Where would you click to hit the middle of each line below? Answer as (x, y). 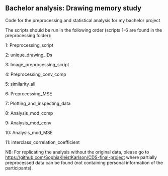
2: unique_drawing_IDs (29, 55)
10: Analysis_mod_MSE (29, 132)
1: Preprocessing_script (29, 45)
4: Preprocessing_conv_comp (36, 74)
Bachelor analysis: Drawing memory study (73, 8)
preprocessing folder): (28, 35)
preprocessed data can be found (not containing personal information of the (84, 162)
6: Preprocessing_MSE (29, 94)
